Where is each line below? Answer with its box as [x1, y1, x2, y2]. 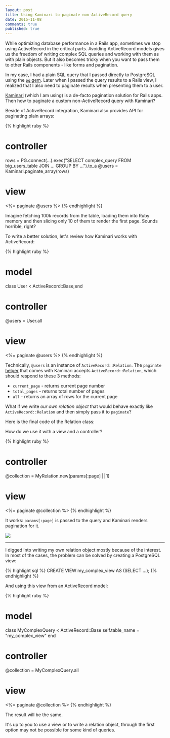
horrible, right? [5, 223, 36, 229]
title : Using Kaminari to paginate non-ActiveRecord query [5, 12, 133, 17]
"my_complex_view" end [5, 632, 56, 638]
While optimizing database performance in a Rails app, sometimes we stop [5, 40, 161, 46]
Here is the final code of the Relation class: [5, 419, 95, 425]
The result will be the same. [5, 712, 63, 718]
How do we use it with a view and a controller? [5, 428, 103, 434]
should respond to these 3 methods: [5, 373, 81, 379]
